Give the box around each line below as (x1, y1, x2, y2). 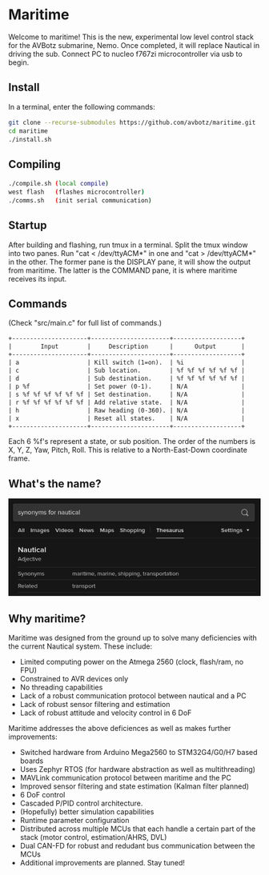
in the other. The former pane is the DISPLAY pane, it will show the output (8, 257, 251, 266)
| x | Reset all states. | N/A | (8, 414, 246, 423)
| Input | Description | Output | (8, 342, 246, 351)
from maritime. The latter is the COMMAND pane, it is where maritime (8, 266, 238, 275)
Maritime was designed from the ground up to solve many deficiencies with (8, 633, 258, 643)
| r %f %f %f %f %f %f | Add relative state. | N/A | (8, 398, 246, 407)
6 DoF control (19, 790, 66, 800)
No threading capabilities (19, 682, 103, 693)
